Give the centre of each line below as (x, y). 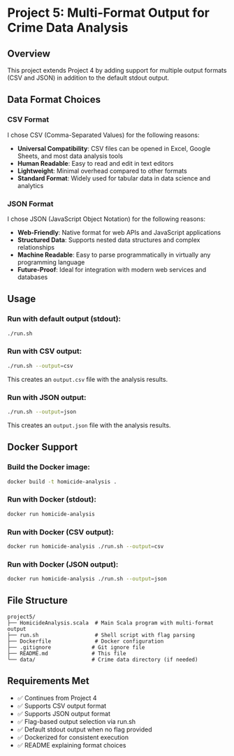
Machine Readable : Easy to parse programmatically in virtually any (114, 255)
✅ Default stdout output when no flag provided (85, 729)
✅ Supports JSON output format (64, 713)
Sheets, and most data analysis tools (70, 156)
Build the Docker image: (49, 467)
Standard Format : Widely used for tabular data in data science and (114, 178)
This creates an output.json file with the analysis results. (89, 425)
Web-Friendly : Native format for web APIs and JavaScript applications (119, 232)
